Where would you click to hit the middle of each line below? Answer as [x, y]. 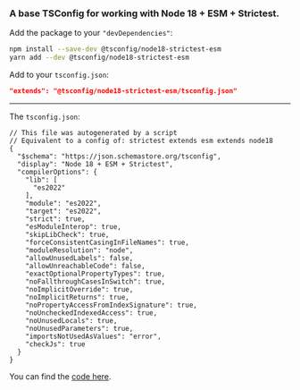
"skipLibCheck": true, [67, 234]
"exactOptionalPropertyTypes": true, [96, 274]
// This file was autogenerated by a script [93, 132]
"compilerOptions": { [58, 172]
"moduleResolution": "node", [79, 250]
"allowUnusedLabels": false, [79, 258]
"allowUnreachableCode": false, [85, 266]
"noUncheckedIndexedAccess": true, [92, 313]
